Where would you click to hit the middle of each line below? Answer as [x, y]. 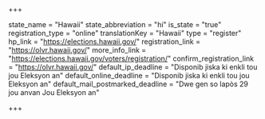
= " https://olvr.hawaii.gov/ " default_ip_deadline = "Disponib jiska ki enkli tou [133, 67]
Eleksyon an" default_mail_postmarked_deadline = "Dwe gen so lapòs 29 [129, 84]
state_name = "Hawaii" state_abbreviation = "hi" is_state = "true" [115, 24]
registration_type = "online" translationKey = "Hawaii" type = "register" [125, 33]
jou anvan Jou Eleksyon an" [54, 92]
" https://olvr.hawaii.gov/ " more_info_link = [77, 50]
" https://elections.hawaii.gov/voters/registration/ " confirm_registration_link [131, 58]
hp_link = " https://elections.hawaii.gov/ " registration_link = [105, 42]
